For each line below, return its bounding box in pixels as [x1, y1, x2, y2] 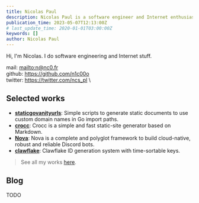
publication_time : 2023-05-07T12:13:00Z [6, 20, 108, 25]
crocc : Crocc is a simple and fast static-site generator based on [14, 122, 171, 129]
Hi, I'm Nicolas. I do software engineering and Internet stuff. [6, 53, 152, 59]
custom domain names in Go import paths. [14, 115, 118, 123]
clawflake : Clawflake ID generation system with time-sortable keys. [14, 147, 181, 154]
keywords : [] [6, 31, 38, 37]
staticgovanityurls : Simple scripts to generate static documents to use [14, 109, 188, 116]
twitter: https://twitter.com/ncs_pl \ [6, 76, 91, 83]
